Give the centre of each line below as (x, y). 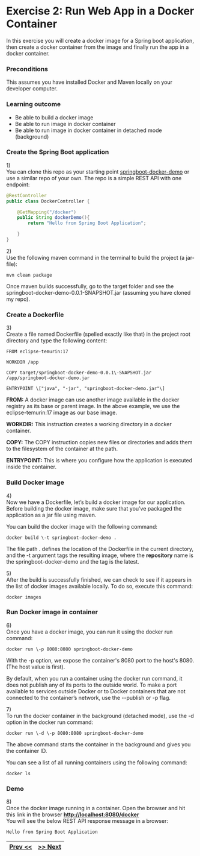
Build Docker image (35, 482)
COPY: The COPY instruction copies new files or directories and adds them (99, 442)
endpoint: (18, 184)
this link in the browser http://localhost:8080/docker (73, 814)
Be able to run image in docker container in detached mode (88, 130)
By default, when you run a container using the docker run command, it (94, 678)
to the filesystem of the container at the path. (62, 449)
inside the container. (32, 467)
